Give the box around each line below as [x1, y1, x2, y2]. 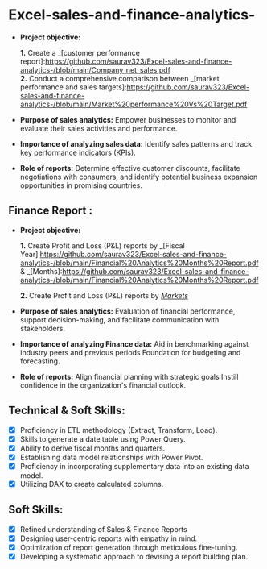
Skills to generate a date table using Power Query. [19, 434, 187, 444]
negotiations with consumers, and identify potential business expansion [19, 172, 258, 181]
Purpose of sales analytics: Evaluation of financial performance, [19, 306, 236, 316]
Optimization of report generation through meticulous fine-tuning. [19, 542, 238, 552]
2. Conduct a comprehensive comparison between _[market [19, 73, 220, 83]
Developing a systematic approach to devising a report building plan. [19, 551, 249, 561]
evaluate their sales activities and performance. [19, 123, 178, 133]
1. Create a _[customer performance [19, 48, 141, 57]
